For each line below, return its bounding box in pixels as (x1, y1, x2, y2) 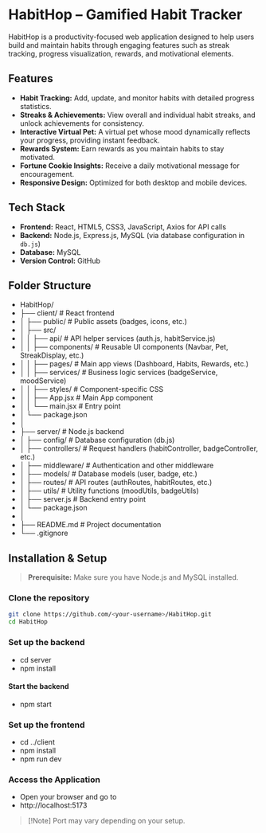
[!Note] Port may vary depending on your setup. (27, 816, 186, 826)
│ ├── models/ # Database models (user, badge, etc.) (19, 469, 198, 479)
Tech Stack (8, 201, 65, 214)
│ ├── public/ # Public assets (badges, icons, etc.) (19, 317, 187, 327)
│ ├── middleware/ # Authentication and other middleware (19, 460, 214, 471)
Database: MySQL (19, 247, 81, 256)
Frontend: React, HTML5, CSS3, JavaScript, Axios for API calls (19, 221, 227, 232)
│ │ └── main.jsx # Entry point (19, 401, 121, 411)
